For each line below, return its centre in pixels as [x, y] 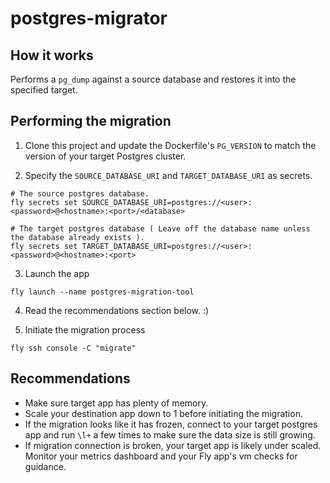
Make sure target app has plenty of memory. [116, 403]
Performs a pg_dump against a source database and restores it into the [153, 79]
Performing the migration [91, 121]
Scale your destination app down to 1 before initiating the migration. [163, 413]
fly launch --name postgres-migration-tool [102, 292]
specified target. [44, 90]
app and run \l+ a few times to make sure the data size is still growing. [170, 434]
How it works [52, 55]
